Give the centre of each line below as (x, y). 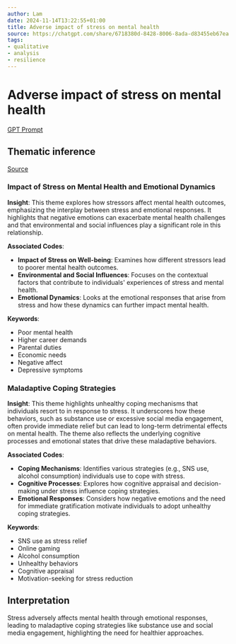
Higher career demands (52, 339)
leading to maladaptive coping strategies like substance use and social (110, 625)
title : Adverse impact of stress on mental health (83, 27)
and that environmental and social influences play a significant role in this (114, 225)
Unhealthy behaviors (48, 563)
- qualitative (28, 47)
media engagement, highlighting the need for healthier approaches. (106, 633)
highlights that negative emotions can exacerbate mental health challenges (117, 217)
